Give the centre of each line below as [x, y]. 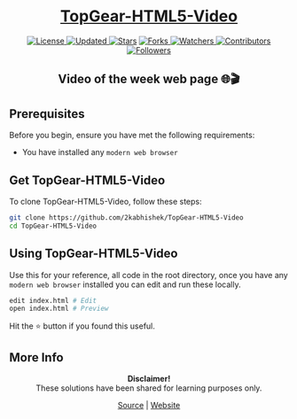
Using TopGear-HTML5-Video [94, 254]
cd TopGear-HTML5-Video [53, 226]
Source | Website [149, 406]
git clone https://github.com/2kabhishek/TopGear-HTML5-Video [126, 217]
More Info [36, 357]
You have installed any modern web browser [100, 152]
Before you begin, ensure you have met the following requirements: [132, 136]
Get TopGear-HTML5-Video [87, 180]
